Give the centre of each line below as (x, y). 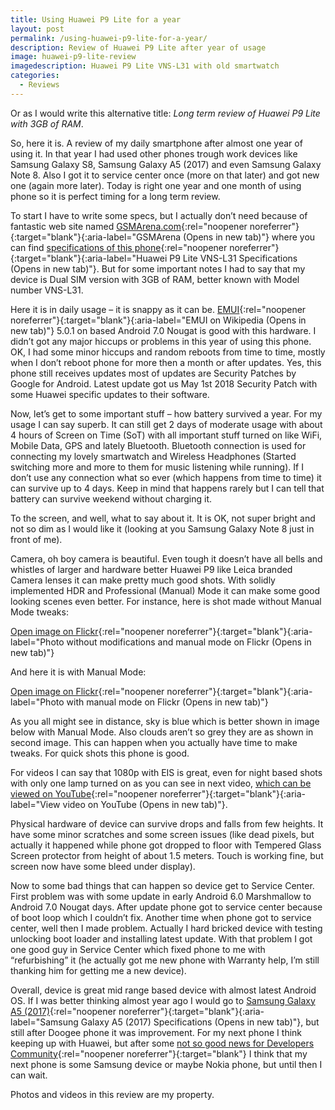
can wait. (29, 1075)
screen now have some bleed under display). (103, 866)
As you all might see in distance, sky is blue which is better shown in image (165, 721)
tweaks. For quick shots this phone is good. (100, 753)
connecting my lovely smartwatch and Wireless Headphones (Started (153, 456)
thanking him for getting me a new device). (98, 970)
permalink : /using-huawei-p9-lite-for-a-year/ (109, 38)
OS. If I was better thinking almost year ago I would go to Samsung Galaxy (163, 1000)
